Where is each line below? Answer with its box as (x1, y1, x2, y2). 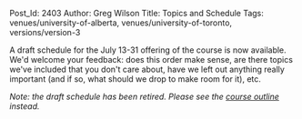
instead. (9, 101, 40, 112)
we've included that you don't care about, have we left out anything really (9, 64, 285, 74)
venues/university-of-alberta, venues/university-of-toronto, (9, 17, 233, 28)
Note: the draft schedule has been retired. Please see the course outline (9, 91, 280, 102)
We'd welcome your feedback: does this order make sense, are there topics (9, 55, 294, 64)
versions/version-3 (9, 27, 81, 37)
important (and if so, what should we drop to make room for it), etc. (9, 74, 262, 84)
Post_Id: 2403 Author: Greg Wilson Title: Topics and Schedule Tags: (9, 8, 264, 18)
